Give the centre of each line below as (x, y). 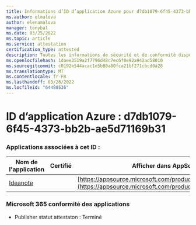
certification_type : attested (43, 50)
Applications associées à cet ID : (53, 147)
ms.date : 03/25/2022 (31, 33)
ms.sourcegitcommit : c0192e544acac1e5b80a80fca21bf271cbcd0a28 (85, 66)
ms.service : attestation (36, 44)
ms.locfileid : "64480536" (37, 88)
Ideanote (21, 183)
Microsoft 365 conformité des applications (68, 204)
